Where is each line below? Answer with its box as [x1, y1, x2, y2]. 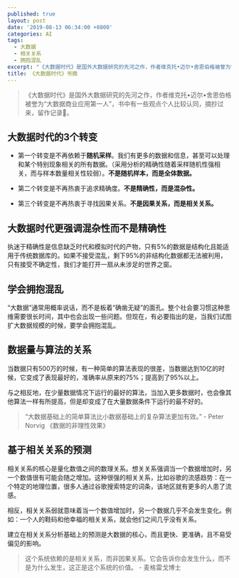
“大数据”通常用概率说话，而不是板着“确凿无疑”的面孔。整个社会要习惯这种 [7, 303, 224, 312]
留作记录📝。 [37, 108, 73, 117]
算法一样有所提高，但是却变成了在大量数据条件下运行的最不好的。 [13, 396, 207, 406]
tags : [7, 37, 23, 44]
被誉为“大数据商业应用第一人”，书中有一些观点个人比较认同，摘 [24, 99, 212, 107]
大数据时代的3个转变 [7, 131, 98, 143]
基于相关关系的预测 [7, 444, 92, 456]
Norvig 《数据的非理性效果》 [24, 421, 110, 429]
